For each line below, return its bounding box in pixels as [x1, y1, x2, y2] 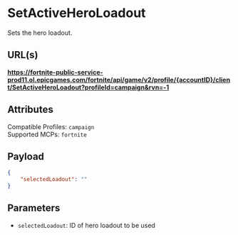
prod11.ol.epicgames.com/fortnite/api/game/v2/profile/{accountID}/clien [7, 75, 230, 84]
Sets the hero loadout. [7, 28, 73, 37]
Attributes [7, 104, 53, 116]
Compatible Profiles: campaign [7, 122, 95, 131]
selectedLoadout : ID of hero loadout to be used [17, 221, 155, 229]
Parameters [7, 202, 61, 214]
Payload [7, 151, 45, 163]
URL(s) [7, 49, 38, 61]
